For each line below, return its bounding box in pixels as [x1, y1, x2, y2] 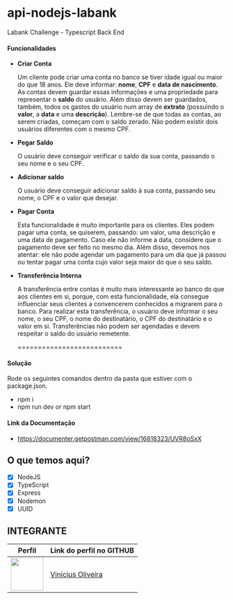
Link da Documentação [7, 419, 76, 427]
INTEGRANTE [7, 525, 67, 537]
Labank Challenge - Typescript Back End [7, 28, 124, 36]
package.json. [7, 382, 48, 390]
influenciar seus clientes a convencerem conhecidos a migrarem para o [17, 300, 223, 308]
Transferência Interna [17, 271, 82, 280]
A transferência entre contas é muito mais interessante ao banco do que [17, 285, 225, 294]
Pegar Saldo [17, 138, 54, 147]
